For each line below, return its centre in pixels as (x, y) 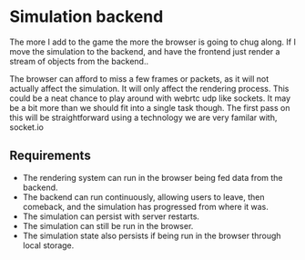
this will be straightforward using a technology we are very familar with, (143, 117)
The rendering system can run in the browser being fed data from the (153, 177)
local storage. (48, 245)
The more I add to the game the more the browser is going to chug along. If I (152, 42)
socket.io (26, 127)
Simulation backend (86, 17)
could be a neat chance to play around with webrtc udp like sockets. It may (150, 98)
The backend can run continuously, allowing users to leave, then (143, 196)
